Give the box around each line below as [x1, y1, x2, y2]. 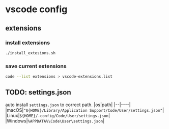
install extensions [5, 39, 50, 46]
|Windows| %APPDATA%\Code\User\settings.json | [5, 118, 105, 124]
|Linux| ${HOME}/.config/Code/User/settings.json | [5, 112, 110, 118]
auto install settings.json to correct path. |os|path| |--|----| [5, 102, 131, 108]
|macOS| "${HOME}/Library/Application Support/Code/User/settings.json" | [5, 107, 164, 113]
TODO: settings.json [5, 88, 71, 97]
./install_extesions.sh [5, 50, 56, 55]
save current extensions [5, 62, 67, 70]
